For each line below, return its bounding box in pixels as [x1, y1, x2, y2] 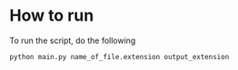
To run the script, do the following [9, 35, 136, 46]
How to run [9, 5, 94, 26]
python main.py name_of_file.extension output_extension [9, 52, 230, 61]
